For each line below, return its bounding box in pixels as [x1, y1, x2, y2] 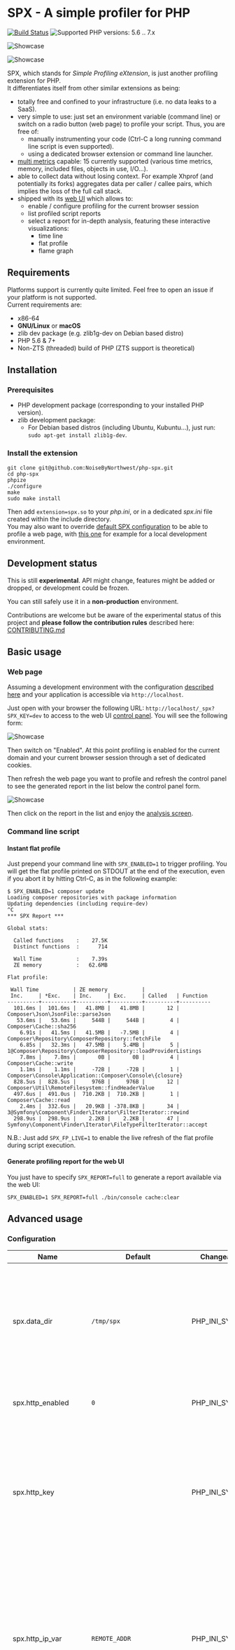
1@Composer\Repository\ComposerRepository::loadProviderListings [7, 1047, 201, 1055]
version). [17, 408, 43, 417]
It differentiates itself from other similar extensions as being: [7, 83, 180, 92]
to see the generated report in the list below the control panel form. [7, 782, 201, 791]
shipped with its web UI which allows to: [17, 194, 134, 203]
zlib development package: [17, 416, 96, 424]
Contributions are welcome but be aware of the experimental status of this [7, 610, 222, 619]
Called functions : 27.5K [13, 937, 108, 944]
